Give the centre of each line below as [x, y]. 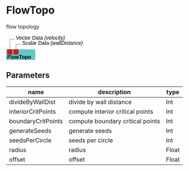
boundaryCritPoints [36, 121]
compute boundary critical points [115, 121]
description [115, 92]
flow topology [23, 27]
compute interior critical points [111, 111]
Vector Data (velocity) [40, 38]
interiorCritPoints [32, 111]
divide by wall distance [100, 102]
